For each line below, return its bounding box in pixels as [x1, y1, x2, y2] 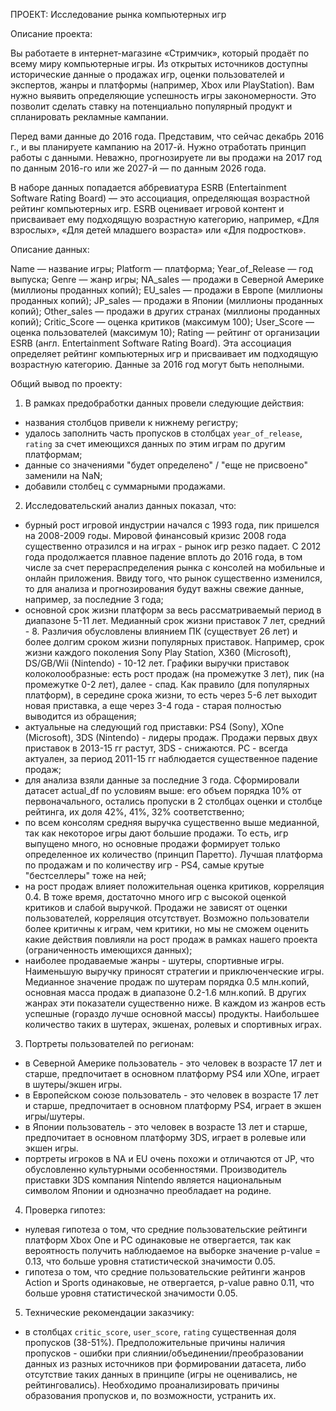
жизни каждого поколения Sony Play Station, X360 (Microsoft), [24, 647, 292, 658]
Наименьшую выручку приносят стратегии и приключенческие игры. [24, 965, 325, 977]
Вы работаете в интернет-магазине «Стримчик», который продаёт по [10, 47, 310, 59]
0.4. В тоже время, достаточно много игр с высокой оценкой [24, 891, 287, 903]
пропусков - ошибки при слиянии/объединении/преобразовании [24, 1347, 304, 1359]
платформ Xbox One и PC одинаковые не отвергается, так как [24, 1234, 292, 1246]
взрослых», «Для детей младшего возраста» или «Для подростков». [10, 224, 307, 236]
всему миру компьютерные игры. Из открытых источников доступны [10, 58, 308, 69]
